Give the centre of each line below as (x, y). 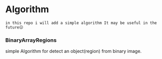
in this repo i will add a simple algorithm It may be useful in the (81, 23)
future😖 (14, 27)
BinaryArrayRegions (31, 40)
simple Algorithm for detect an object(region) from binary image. (74, 51)
